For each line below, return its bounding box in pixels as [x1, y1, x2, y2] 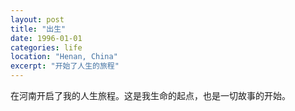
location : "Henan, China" [10, 52, 118, 62]
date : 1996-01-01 [10, 33, 83, 43]
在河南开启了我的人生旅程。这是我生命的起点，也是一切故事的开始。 [10, 90, 291, 101]
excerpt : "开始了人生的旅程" [10, 61, 120, 71]
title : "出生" [10, 24, 67, 34]
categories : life [10, 42, 83, 53]
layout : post [10, 14, 65, 25]
